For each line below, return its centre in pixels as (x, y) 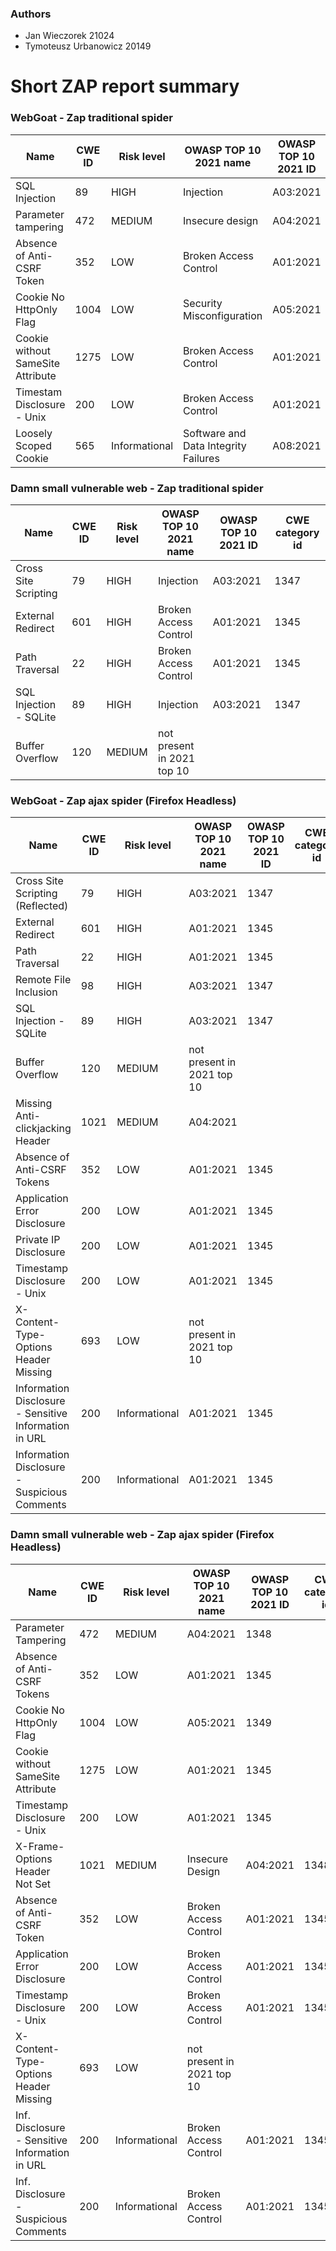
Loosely (34, 433)
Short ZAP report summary (125, 86)
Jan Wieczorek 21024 (69, 36)
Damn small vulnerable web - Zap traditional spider (137, 488)
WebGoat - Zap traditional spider (91, 118)
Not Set (33, 1884)
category (297, 533)
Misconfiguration (223, 315)
